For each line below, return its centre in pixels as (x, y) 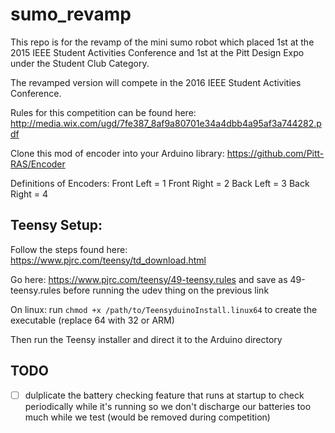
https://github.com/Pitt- (275, 153)
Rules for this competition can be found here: (103, 112)
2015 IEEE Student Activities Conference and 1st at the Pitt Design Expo (157, 52)
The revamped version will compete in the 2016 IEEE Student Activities (156, 82)
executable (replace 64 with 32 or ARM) (92, 320)
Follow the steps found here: (69, 249)
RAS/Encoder (38, 164)
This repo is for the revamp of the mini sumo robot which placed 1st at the (162, 42)
